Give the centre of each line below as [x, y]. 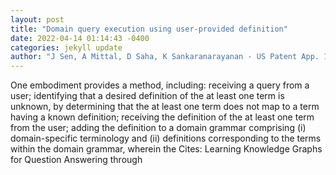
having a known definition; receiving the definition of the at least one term [162, 117]
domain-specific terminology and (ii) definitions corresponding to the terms [166, 138]
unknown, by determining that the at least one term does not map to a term [165, 107]
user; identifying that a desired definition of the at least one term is [147, 96]
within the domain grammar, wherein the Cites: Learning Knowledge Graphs [166, 149]
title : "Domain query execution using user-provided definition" [149, 29]
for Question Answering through [76, 160]
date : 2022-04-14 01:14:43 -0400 [80, 38]
